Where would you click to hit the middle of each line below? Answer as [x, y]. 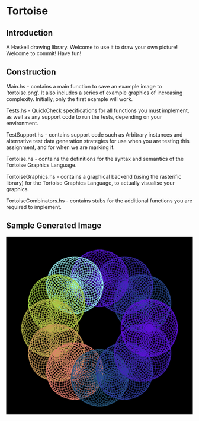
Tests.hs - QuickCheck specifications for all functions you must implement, [98, 110]
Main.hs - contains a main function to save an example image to [84, 86]
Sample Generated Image [54, 226]
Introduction [30, 33]
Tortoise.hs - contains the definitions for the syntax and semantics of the [95, 159]
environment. [22, 123]
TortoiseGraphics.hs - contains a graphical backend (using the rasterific [94, 176]
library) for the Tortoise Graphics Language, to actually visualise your [91, 183]
